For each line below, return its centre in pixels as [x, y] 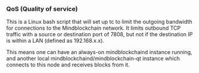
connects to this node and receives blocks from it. [68, 65]
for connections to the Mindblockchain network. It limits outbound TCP [94, 28]
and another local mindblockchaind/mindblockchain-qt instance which [93, 59]
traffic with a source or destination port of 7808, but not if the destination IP [99, 34]
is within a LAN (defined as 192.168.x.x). [55, 41]
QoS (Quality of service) [42, 9]
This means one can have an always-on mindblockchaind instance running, [99, 52]
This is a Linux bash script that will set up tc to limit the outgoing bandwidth [99, 22]
